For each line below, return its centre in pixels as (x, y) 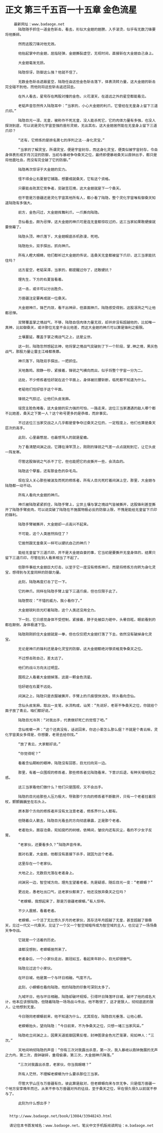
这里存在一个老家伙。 (36, 864)
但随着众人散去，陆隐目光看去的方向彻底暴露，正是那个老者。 (70, 821)
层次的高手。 (16, 428)
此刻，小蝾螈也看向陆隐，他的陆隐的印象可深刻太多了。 (65, 987)
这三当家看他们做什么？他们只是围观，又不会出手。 (62, 787)
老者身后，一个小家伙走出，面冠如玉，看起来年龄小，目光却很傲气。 (76, 959)
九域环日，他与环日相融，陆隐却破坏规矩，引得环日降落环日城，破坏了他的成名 (85, 997)
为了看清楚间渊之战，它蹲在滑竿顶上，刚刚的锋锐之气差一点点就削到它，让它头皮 (87, 447)
